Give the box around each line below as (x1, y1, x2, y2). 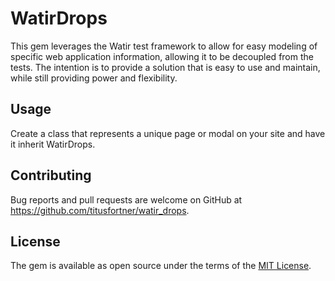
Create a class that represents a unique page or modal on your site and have (10, 127, 326, 139)
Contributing (10, 167, 92, 184)
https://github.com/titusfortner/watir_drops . (10, 204, 190, 216)
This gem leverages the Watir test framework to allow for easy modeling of (10, 40, 318, 52)
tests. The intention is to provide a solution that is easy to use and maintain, (10, 61, 321, 73)
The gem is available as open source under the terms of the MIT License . (10, 260, 312, 272)
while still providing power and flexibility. (10, 72, 178, 84)
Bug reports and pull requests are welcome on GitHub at (10, 193, 243, 206)
